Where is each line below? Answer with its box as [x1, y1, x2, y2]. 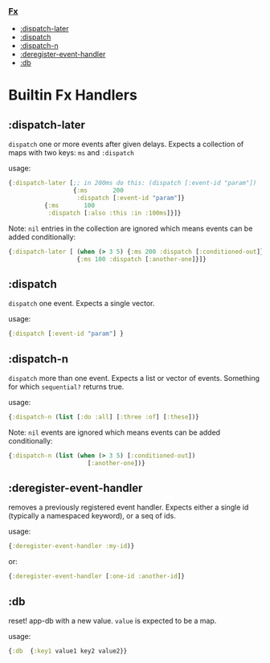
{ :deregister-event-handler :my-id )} [8, 542, 135, 550]
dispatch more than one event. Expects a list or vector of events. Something [8, 373, 260, 383]
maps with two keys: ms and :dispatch [8, 148, 134, 158]
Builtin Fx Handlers [8, 86, 138, 104]
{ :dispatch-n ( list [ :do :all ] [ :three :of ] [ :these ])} [8, 412, 199, 421]
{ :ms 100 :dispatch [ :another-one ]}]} [76, 255, 207, 263]
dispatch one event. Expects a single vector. [8, 299, 155, 309]
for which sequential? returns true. [8, 382, 125, 391]
